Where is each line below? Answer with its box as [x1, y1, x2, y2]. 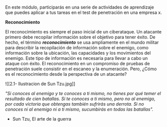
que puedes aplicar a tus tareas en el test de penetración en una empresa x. [5, 9, 162, 15]
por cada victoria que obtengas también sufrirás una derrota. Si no [5, 101, 144, 107]
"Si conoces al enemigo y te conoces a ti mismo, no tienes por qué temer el [5, 91, 161, 96]
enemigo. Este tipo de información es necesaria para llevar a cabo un [5, 55, 148, 61]
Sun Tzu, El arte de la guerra [12, 116, 71, 122]
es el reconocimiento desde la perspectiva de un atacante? [5, 71, 127, 77]
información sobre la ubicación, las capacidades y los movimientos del [5, 50, 151, 56]
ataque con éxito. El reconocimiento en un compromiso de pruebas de [5, 61, 150, 66]
